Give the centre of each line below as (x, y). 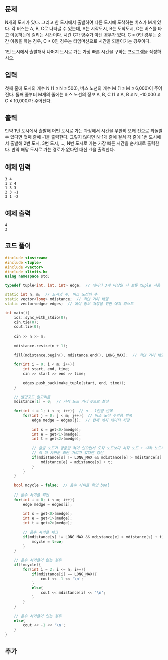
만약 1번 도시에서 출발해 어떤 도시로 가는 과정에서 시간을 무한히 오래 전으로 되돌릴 (84, 131)
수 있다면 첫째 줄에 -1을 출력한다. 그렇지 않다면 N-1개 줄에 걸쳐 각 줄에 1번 (77, 137)
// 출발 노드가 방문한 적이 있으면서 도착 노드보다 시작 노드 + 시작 (92, 448)
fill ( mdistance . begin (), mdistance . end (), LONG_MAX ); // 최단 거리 (85, 355)
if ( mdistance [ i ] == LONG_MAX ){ (64, 574)
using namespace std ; (28, 277)
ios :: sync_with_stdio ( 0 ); (41, 317)
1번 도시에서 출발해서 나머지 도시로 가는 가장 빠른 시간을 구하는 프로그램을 (77, 51)
